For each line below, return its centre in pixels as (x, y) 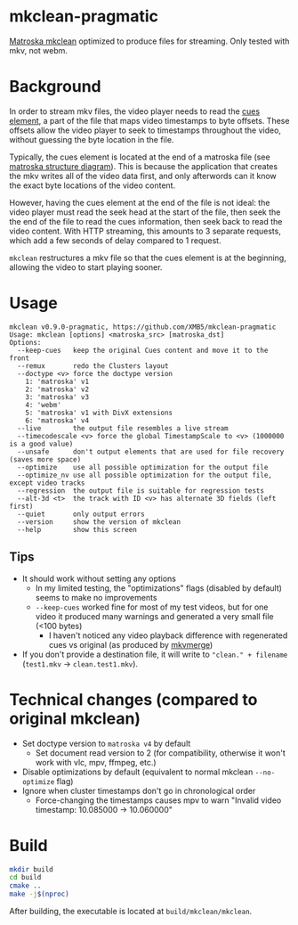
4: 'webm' (44, 405)
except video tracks (48, 483)
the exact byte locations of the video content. (93, 185)
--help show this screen (77, 529)
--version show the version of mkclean (99, 522)
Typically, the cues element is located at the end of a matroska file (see (140, 157)
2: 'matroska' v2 (57, 389)
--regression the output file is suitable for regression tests (141, 491)
